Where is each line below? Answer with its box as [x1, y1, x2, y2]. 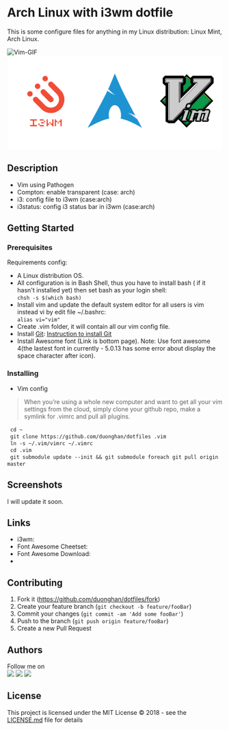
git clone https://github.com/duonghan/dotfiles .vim [10, 433, 167, 440]
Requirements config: [7, 258, 68, 266]
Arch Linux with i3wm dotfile [7, 5, 174, 21]
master [7, 460, 26, 467]
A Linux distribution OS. [16, 272, 84, 280]
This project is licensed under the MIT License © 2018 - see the [7, 708, 187, 716]
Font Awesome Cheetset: [16, 542, 88, 551]
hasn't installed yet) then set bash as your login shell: [16, 286, 167, 294]
